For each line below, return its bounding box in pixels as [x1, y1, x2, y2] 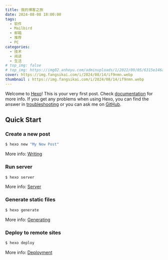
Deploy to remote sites [5, 229, 61, 236]
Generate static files [5, 196, 56, 203]
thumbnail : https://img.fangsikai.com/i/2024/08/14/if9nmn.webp [5, 77, 144, 82]
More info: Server [5, 184, 41, 190]
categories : [5, 44, 30, 49]
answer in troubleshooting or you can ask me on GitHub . [5, 101, 121, 107]
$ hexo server [5, 175, 35, 180]
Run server [5, 163, 32, 170]
